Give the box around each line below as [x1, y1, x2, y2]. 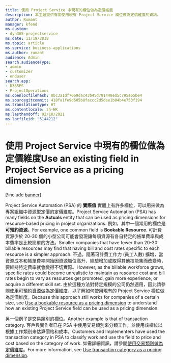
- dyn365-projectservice [5, 31, 58, 36]
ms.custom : [5, 27, 28, 32]
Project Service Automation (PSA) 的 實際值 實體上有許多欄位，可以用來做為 [5, 202, 164, 208]
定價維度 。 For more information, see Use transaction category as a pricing [5, 346, 162, 352]
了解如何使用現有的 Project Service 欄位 [76, 288, 160, 294]
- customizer [5, 69, 33, 74]
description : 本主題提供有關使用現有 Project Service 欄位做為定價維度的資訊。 [5, 12, 161, 17]
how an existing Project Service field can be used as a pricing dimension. [5, 305, 159, 311]
